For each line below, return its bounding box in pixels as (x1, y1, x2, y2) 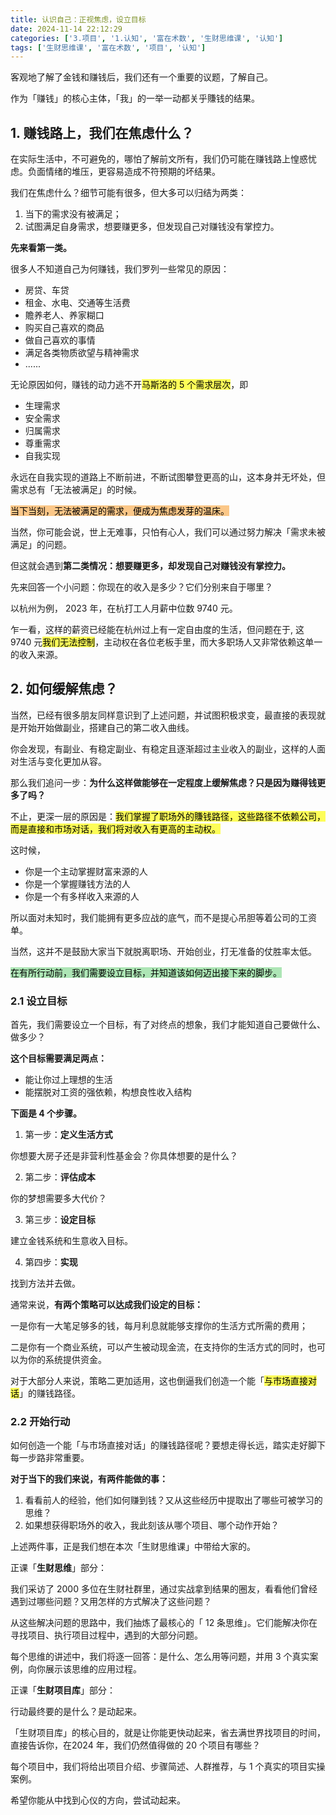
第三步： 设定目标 (24, 1214, 96, 1226)
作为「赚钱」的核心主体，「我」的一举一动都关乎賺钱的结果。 (10, 92, 260, 105)
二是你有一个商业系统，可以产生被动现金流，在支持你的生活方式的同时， (10, 1341, 308, 1353)
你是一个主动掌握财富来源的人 (24, 865, 148, 877)
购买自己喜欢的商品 (24, 322, 105, 334)
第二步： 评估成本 (24, 1171, 96, 1183)
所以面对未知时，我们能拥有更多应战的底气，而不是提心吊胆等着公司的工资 (10, 911, 317, 923)
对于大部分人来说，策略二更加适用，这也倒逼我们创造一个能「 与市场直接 (10, 1375, 308, 1387)
